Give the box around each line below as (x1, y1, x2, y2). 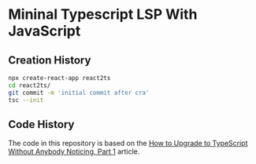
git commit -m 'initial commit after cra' (8, 89, 150, 97)
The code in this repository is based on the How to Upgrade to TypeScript (8, 139, 248, 148)
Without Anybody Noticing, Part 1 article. (8, 147, 140, 156)
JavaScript (8, 22, 81, 40)
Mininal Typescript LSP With (8, 5, 198, 24)
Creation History (8, 53, 91, 67)
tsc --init (8, 96, 44, 104)
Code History (8, 118, 75, 131)
